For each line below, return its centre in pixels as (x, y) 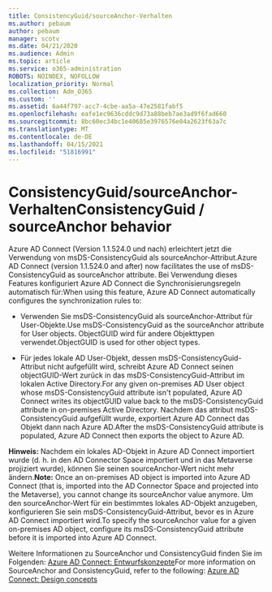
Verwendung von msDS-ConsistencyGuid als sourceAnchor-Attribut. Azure (133, 257)
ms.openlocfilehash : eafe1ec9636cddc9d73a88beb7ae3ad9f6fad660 (118, 115)
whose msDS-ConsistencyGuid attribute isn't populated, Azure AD (131, 393)
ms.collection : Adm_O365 (50, 91)
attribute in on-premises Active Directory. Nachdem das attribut (127, 410)
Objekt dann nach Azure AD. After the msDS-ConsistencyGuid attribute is (142, 427)
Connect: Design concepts (53, 579)
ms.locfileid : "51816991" (52, 152)
